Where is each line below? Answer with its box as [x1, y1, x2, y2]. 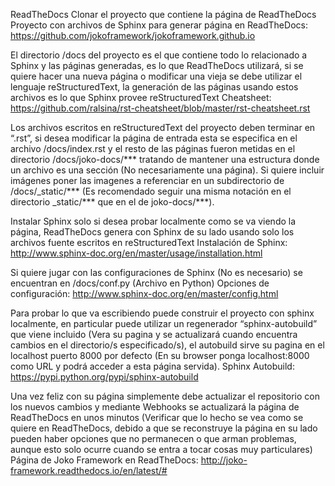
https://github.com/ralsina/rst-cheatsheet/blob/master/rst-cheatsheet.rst [10, 102, 311, 114]
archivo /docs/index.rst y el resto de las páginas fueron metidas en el [10, 143, 296, 154]
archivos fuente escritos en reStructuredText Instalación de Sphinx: [10, 237, 288, 248]
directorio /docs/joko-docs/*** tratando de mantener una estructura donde [10, 154, 320, 165]
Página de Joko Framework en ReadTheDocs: [10, 454, 199, 466]
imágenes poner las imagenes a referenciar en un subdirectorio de [10, 175, 285, 186]
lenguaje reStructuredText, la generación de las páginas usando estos [10, 81, 299, 93]
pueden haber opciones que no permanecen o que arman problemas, [10, 433, 297, 444]
